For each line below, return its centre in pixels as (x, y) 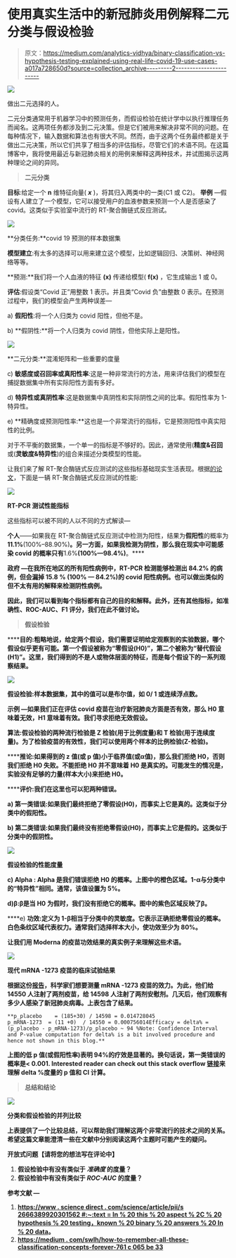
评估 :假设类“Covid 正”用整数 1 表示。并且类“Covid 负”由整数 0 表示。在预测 (116, 291)
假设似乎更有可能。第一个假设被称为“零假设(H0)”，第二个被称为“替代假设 (114, 648)
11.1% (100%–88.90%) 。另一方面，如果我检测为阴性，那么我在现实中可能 (112, 544)
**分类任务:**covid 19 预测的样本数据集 (64, 238)
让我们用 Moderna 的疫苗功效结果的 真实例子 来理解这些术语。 (96, 942)
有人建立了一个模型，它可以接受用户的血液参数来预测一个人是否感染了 (114, 201)
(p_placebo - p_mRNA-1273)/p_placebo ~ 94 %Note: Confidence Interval (113, 1029)
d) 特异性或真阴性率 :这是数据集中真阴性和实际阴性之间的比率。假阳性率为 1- (117, 397)
